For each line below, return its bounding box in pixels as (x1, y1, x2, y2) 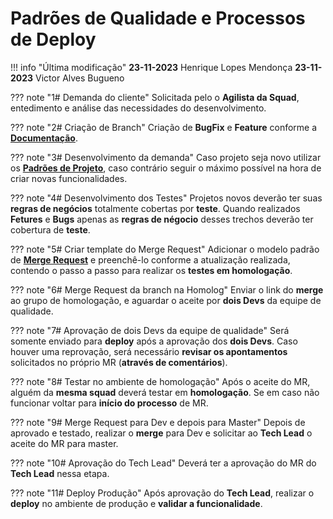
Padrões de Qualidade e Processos (10, 7, 306, 30)
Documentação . (10, 132, 78, 144)
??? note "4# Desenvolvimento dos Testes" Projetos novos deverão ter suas (10, 192, 323, 204)
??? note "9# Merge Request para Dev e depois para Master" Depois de (10, 416, 306, 428)
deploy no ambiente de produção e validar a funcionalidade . (10, 497, 263, 509)
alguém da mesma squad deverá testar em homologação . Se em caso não (10, 386, 320, 398)
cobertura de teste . (10, 223, 91, 236)
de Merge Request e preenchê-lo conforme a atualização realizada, (10, 253, 291, 266)
